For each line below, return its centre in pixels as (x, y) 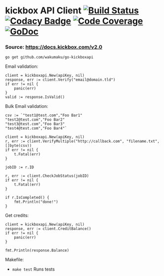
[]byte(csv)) (18, 146)
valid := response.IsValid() (35, 97)
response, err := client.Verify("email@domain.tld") (60, 80)
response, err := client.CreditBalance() (48, 229)
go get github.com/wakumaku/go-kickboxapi (49, 57)
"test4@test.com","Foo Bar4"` (36, 129)
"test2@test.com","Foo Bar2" (35, 120)
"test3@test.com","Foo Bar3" (35, 124)
